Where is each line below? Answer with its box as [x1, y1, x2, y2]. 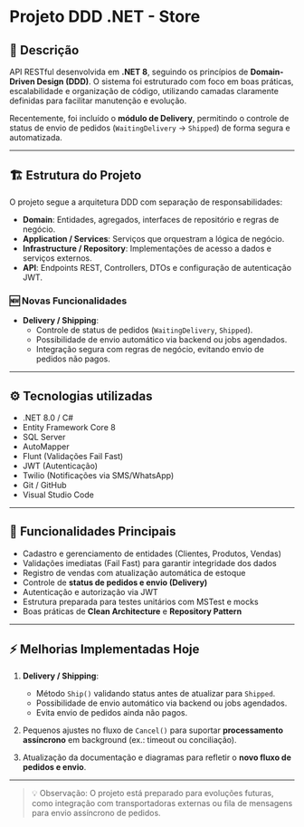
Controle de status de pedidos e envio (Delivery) [22, 577, 208, 588]
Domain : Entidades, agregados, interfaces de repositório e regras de [22, 214, 280, 225]
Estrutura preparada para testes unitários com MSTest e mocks [22, 596, 260, 607]
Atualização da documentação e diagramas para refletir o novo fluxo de [22, 752, 292, 763]
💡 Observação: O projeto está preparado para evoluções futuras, [31, 787, 274, 798]
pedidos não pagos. [35, 353, 111, 364]
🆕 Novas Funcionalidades [9, 294, 128, 307]
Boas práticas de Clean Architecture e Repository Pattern [22, 605, 242, 617]
